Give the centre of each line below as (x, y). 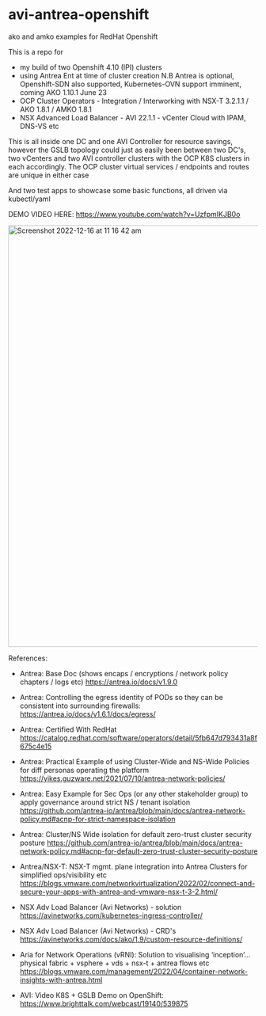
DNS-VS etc (39, 126)
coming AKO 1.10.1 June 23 (63, 92)
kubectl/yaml (30, 199)
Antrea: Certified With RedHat (68, 729)
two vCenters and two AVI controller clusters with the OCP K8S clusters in (129, 158)
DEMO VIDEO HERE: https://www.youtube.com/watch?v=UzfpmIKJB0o (124, 214)
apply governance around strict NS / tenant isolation (105, 802)
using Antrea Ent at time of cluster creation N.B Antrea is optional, (127, 75)
